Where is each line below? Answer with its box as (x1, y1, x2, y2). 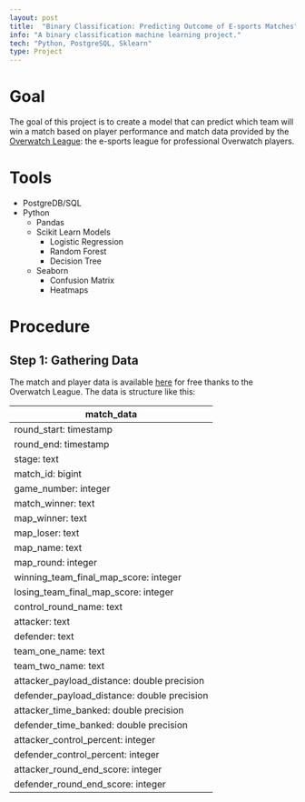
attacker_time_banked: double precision (14, 704, 184, 717)
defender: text (14, 630, 74, 642)
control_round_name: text (14, 601, 123, 613)
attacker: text (14, 616, 71, 627)
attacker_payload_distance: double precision (14, 675, 205, 687)
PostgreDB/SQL (22, 197, 82, 208)
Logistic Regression (49, 236, 124, 246)
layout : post (9, 13, 59, 23)
